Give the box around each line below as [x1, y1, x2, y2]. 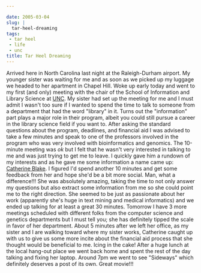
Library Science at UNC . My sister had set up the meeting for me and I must [6, 95, 194, 102]
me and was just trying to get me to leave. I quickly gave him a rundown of [6, 152, 190, 159]
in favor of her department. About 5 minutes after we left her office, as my [6, 222, 189, 229]
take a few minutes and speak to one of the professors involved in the [6, 133, 179, 140]
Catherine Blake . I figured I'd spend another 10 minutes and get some [6, 165, 178, 172]
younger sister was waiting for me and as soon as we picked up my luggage [6, 75, 194, 83]
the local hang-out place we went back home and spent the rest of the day [6, 247, 191, 254]
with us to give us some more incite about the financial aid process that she [6, 235, 193, 242]
